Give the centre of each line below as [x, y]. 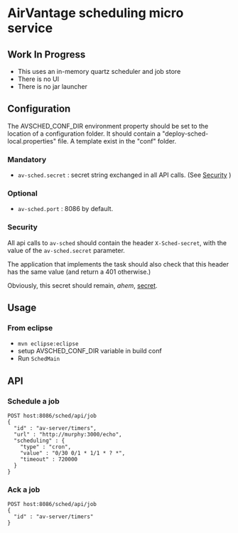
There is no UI [38, 79]
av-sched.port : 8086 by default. [65, 209]
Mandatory [27, 159]
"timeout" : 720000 [49, 460]
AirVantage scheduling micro [96, 13]
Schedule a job [33, 401]
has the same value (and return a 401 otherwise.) [79, 271]
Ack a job [24, 490]
